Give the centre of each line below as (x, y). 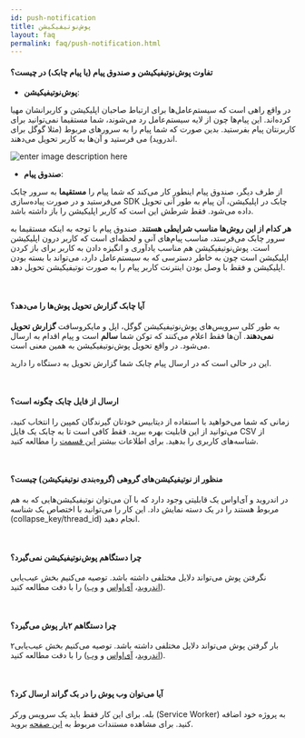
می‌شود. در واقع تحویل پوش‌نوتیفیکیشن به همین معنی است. (110, 345)
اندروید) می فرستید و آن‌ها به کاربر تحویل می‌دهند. (94, 139)
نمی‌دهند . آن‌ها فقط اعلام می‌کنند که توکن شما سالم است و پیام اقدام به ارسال (143, 335)
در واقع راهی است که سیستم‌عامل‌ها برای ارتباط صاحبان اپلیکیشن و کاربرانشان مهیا (151, 110)
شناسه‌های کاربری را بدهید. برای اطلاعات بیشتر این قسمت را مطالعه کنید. (135, 441)
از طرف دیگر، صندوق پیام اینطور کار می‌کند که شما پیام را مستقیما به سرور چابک (147, 192)
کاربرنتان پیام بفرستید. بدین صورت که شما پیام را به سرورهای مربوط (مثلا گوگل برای (153, 129)
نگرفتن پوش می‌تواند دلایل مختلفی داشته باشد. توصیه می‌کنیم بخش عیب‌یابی (138, 577)
